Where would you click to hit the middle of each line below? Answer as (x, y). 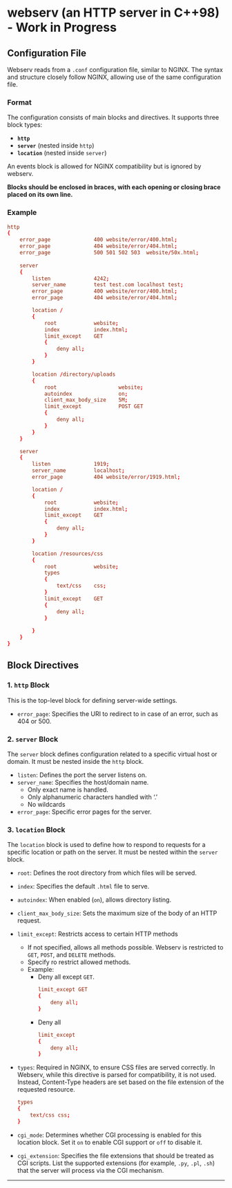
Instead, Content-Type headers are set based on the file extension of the (120, 1082)
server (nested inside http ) (56, 146)
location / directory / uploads (74, 374)
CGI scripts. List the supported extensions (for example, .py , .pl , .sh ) (116, 1163)
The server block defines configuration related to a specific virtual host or (112, 754)
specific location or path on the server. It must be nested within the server (113, 852)
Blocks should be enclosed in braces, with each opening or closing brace (114, 187)
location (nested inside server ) (62, 153)
